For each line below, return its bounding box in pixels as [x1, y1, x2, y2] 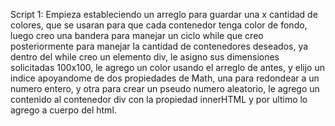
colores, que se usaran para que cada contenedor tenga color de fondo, [10, 19, 308, 31]
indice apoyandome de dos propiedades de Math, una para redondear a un [10, 72, 320, 84]
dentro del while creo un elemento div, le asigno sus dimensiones [10, 51, 280, 63]
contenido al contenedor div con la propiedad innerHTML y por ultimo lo [10, 94, 308, 105]
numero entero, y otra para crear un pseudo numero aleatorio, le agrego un [10, 83, 320, 94]
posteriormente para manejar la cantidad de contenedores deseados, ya [10, 40, 309, 52]
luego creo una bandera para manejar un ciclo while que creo [10, 30, 264, 41]
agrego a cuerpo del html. [10, 104, 117, 116]
